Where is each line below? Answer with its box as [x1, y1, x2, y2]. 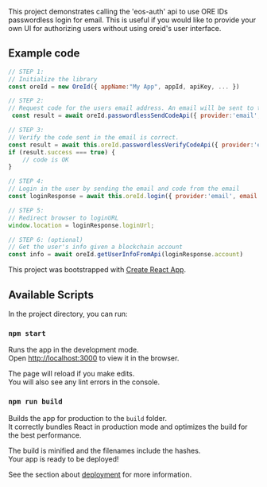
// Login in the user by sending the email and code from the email [8, 185, 240, 193]
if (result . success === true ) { [8, 148, 115, 156]
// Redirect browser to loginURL [8, 214, 119, 222]
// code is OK [22, 155, 69, 164]
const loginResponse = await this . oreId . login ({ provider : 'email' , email [8, 193, 258, 201]
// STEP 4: [8, 177, 44, 185]
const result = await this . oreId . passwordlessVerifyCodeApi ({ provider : [8, 141, 254, 149]
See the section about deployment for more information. [8, 469, 192, 479]
